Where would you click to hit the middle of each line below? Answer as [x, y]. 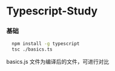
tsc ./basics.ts [32, 49]
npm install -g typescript [46, 44]
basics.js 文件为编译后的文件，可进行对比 [58, 62]
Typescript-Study [52, 11]
